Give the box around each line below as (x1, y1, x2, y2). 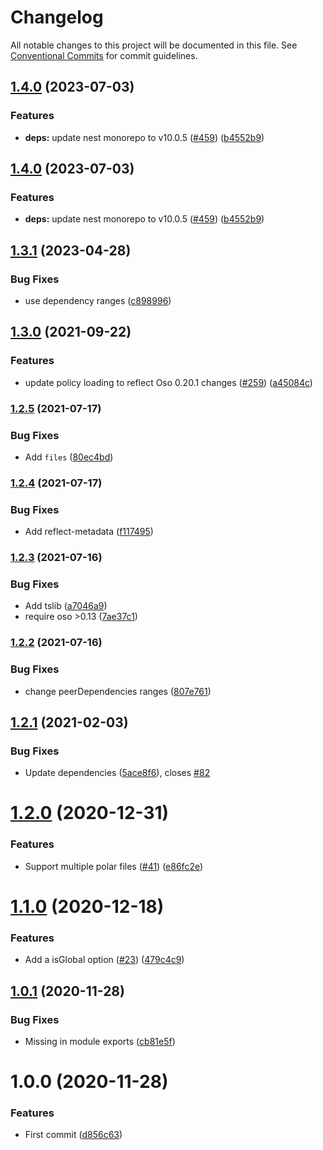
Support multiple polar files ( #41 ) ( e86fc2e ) (24, 860, 204, 872)
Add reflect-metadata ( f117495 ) (24, 526, 154, 538)
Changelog (10, 6, 104, 29)
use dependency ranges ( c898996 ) (24, 295, 172, 306)
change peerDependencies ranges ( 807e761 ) (24, 685, 212, 697)
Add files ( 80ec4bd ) (24, 451, 114, 463)
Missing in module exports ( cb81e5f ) (24, 1035, 176, 1047)
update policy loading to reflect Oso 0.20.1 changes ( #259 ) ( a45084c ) (24, 376, 313, 388)
